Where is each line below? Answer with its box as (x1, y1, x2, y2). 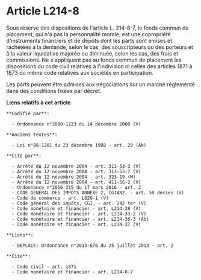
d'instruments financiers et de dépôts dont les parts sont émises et (6, 37, 173, 44)
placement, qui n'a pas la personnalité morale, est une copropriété (6, 30, 171, 37)
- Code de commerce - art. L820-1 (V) (11, 195, 110, 201)
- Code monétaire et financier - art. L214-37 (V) (11, 221, 141, 227)
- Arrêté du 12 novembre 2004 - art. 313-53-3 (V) (11, 163, 141, 170)
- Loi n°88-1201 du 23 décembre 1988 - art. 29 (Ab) (11, 142, 147, 148)
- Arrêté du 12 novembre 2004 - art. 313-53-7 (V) (11, 168, 141, 174)
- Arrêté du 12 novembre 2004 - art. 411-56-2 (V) (11, 179, 141, 185)
